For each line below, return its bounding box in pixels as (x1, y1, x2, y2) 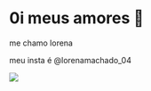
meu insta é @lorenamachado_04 (9, 54, 131, 65)
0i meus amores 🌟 (9, 8, 145, 29)
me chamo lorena (9, 37, 74, 48)
